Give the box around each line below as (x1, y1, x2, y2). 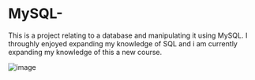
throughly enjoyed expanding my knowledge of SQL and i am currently (8, 38, 238, 48)
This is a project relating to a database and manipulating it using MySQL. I (8, 31, 248, 40)
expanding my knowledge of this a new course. (8, 47, 163, 56)
